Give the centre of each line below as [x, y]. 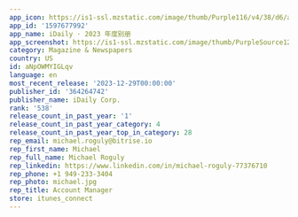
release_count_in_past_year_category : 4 [85, 125]
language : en [33, 75]
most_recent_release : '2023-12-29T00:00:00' [93, 83]
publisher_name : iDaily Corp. [65, 100]
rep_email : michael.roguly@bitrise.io [81, 141]
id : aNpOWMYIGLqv [41, 67]
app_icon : [27, 17]
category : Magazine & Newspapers [71, 50]
